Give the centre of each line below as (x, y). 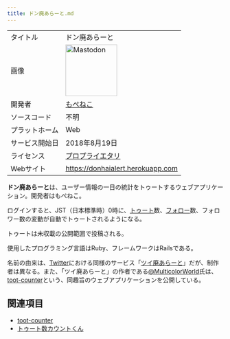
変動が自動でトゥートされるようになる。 (88, 219)
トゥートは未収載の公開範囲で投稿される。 (67, 233)
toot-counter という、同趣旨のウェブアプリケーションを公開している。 (106, 280)
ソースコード (31, 117)
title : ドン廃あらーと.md (41, 13)
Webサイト (28, 168)
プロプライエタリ (93, 155)
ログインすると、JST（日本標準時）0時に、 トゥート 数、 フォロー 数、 (105, 210)
